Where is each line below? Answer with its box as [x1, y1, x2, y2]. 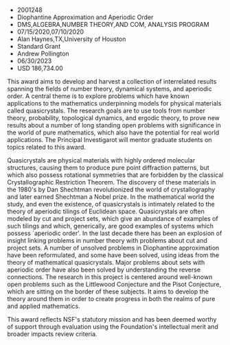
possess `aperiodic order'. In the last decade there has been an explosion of [7, 229, 222, 237]
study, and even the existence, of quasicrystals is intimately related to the [7, 200, 215, 208]
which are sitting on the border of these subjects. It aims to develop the [7, 287, 209, 296]
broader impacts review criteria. [7, 330, 97, 338]
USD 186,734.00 [16, 64, 63, 72]
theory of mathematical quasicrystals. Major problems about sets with [7, 259, 205, 266]
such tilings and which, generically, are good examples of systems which [7, 222, 214, 230]
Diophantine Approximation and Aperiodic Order [16, 13, 154, 21]
